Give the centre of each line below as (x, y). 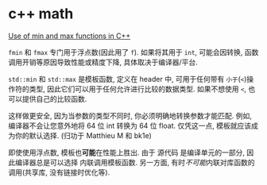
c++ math (41, 14)
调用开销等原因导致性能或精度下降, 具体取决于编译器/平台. (103, 62)
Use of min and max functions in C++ (70, 36)
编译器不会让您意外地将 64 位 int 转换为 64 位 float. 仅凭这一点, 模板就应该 (130, 125)
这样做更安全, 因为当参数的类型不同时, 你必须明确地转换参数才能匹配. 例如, (130, 115)
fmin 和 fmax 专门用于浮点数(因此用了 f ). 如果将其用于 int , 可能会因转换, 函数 (133, 52)
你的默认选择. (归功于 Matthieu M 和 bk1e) (83, 135)
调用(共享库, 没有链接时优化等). (59, 172)
